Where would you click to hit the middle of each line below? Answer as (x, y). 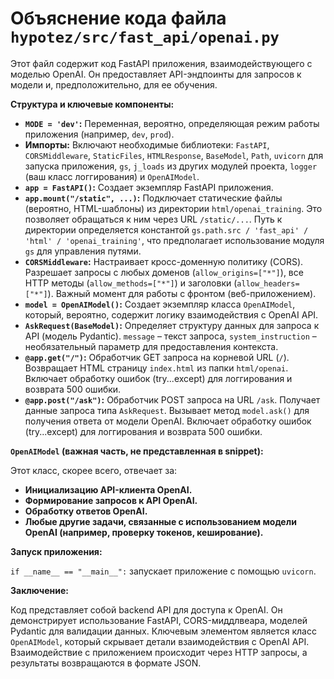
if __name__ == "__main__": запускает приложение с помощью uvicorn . (163, 571)
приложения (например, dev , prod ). (99, 134)
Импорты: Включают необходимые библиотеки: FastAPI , (147, 144)
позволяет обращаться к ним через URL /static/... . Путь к (153, 219)
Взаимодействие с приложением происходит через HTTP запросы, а (159, 652)
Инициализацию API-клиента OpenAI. (108, 489)
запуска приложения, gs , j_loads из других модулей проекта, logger (171, 166)
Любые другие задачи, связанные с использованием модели (160, 521)
